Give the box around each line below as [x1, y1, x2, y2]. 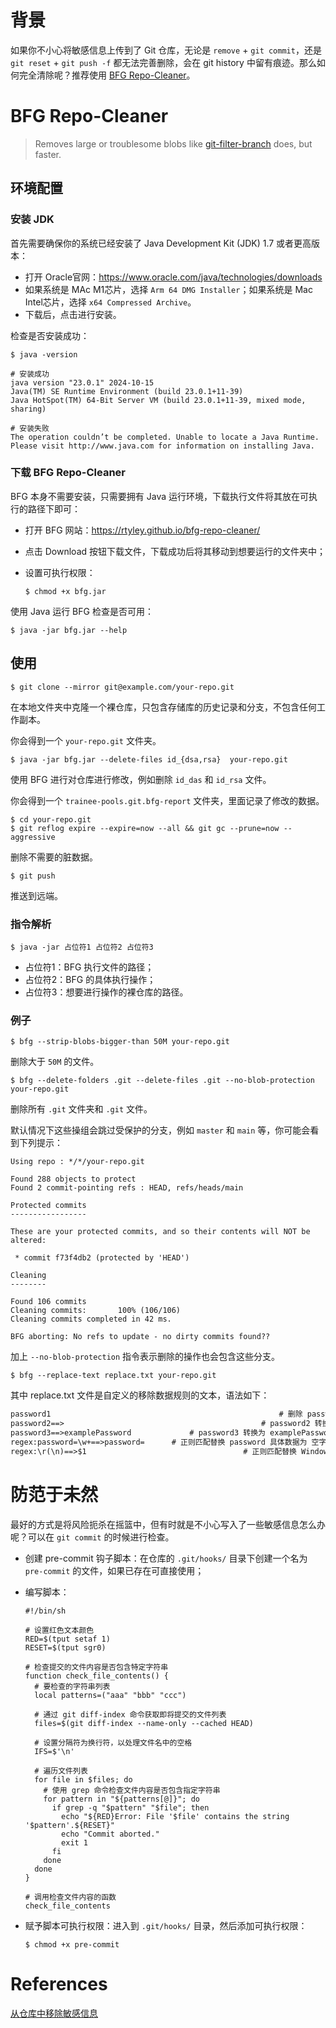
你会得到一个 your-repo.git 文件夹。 [10, 734, 162, 746]
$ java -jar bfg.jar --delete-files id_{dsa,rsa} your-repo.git [10, 754, 288, 765]
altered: [10, 1236, 47, 1246]
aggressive [10, 832, 56, 842]
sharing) [10, 404, 47, 414]
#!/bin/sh [24, 1606, 67, 1616]
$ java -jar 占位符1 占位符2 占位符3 [10, 942, 154, 952]
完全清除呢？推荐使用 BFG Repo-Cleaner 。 [18, 69, 196, 81]
